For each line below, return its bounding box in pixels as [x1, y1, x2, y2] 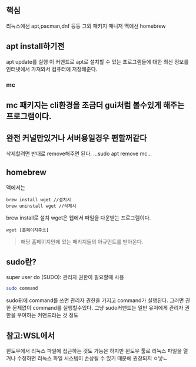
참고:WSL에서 [6, 330, 55, 340]
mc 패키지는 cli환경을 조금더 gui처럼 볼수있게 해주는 [6, 100, 185, 110]
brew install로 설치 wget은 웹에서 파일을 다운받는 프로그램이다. [6, 214, 151, 221]
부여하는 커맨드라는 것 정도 [16, 312, 79, 319]
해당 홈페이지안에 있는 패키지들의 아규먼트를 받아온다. [20, 238, 144, 245]
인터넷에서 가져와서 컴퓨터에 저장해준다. [6, 65, 98, 73]
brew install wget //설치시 [6, 196, 71, 202]
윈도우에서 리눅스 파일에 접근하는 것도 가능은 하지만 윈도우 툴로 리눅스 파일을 [6, 348, 182, 355]
